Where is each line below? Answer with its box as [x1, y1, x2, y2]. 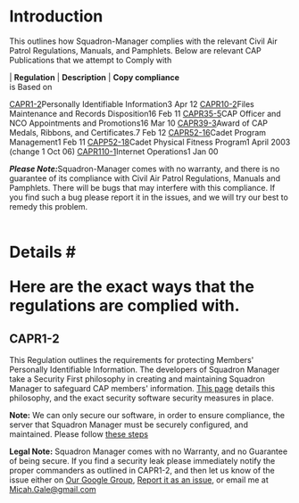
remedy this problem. [9, 201, 88, 211]
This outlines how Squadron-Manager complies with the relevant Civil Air [9, 36, 278, 46]
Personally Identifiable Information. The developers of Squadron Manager [9, 364, 280, 375]
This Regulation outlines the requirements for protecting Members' [9, 354, 254, 365]
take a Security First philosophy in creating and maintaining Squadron [9, 373, 266, 384]
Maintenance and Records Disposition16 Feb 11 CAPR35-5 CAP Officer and [9, 108, 281, 119]
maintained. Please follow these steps [9, 428, 149, 439]
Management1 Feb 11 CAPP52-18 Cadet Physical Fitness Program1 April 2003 [9, 136, 291, 147]
